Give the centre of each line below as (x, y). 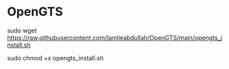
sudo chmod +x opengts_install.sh (55, 57)
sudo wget (22, 30)
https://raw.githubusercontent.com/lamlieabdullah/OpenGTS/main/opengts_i (115, 37)
